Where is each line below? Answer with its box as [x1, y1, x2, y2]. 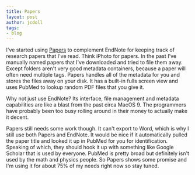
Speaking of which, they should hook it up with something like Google [6, 144, 174, 151]
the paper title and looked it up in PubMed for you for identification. [6, 138, 168, 145]
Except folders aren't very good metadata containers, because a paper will [6, 65, 186, 72]
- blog [6, 30, 22, 36]
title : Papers [6, 8, 41, 15]
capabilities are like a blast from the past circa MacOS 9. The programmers [6, 101, 187, 108]
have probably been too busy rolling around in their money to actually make [6, 108, 188, 115]
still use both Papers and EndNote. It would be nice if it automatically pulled [6, 131, 188, 138]
